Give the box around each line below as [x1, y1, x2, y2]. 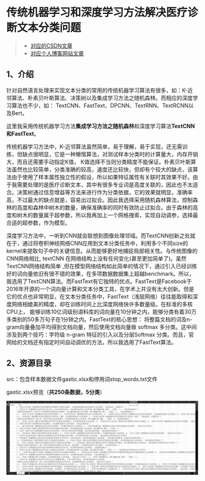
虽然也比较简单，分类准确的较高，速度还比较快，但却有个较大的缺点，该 [11, 166, 193, 173]
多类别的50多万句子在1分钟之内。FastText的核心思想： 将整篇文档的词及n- [6, 315, 193, 323]
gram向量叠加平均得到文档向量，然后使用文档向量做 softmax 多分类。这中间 [6, 323, 197, 331]
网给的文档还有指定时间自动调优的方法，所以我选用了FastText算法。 [6, 339, 177, 346]
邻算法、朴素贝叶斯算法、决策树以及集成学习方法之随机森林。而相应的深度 [6, 94, 193, 101]
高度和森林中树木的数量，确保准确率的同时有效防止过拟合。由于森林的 [16, 203, 193, 211]
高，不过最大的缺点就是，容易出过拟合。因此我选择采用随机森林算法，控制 [6, 196, 193, 203]
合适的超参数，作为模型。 [6, 219, 71, 226]
